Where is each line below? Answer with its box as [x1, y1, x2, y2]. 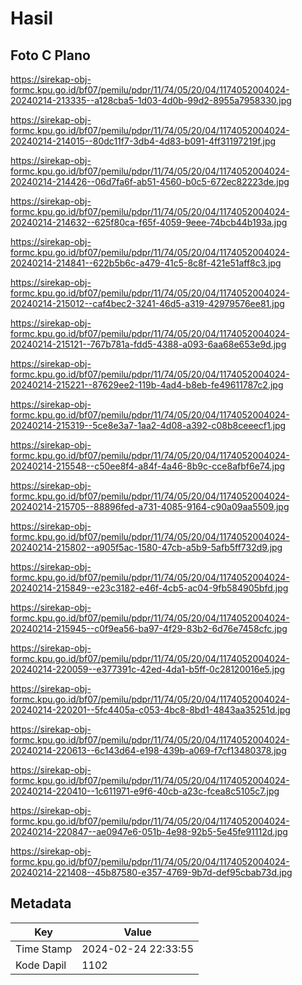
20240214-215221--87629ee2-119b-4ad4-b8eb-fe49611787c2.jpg [10, 379, 284, 391]
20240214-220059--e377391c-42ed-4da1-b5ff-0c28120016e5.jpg [10, 663, 286, 675]
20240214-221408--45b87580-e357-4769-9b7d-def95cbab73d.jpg [10, 867, 293, 878]
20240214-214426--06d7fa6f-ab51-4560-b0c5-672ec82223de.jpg [10, 176, 290, 187]
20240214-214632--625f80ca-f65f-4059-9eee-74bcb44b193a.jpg [10, 217, 288, 228]
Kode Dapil [15, 958, 67, 972]
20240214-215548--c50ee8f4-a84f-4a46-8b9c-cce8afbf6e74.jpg [10, 460, 286, 472]
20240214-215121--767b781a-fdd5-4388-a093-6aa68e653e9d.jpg [10, 338, 287, 350]
